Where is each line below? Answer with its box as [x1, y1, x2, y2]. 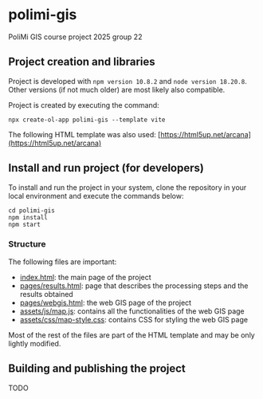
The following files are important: [8, 257, 117, 267]
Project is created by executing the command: [8, 100, 159, 109]
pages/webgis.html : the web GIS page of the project [19, 298, 192, 307]
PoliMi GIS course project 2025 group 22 [8, 32, 143, 41]
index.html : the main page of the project [19, 272, 151, 282]
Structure [8, 239, 46, 250]
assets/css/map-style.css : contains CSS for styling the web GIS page [19, 314, 249, 324]
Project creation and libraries [8, 55, 155, 69]
